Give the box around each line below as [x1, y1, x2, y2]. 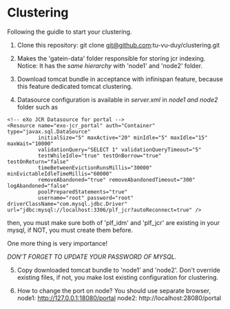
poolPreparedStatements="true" [37, 188, 128, 195]
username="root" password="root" [37, 194, 134, 201]
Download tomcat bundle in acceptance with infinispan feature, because [17, 74, 224, 83]
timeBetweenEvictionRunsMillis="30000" [37, 164, 153, 171]
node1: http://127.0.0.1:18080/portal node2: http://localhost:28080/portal [17, 294, 222, 302]
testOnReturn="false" [7, 158, 70, 165]
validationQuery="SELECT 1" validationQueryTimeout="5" [37, 146, 202, 153]
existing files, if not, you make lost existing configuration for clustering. [17, 273, 219, 281]
